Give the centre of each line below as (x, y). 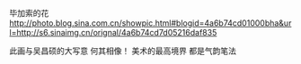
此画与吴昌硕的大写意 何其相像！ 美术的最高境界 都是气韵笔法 (123, 51)
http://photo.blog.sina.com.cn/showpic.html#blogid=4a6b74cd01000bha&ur (150, 23)
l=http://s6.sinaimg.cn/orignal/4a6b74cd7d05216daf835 (113, 32)
